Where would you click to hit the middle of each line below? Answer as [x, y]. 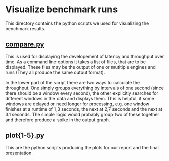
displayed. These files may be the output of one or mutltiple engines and [81, 67]
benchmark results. [25, 28]
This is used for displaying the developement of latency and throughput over [85, 56]
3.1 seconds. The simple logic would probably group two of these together [82, 114]
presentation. [19, 153]
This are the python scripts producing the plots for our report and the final [82, 147]
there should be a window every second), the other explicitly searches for [82, 93]
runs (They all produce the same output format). [55, 72]
